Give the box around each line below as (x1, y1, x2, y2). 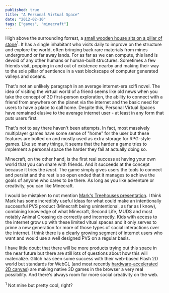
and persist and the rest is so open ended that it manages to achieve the (5, 172, 155, 178)
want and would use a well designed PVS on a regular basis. (5, 235, 130, 241)
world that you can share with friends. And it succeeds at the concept (5, 161, 150, 167)
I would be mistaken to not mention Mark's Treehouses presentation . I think (5, 192, 161, 199)
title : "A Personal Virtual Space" (5, 12, 80, 17)
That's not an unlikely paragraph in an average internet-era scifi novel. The (5, 83, 160, 89)
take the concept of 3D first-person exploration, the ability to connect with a (5, 93, 163, 100)
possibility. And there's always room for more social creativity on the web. (5, 271, 158, 277)
